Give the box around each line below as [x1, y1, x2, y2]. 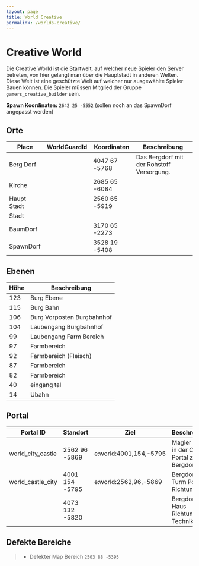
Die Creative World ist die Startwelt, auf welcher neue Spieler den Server [6, 65, 184, 72]
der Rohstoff [136, 161, 171, 169]
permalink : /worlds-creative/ [6, 20, 81, 26]
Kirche [9, 181, 28, 190]
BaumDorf [9, 225, 38, 234]
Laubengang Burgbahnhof [30, 322, 104, 331]
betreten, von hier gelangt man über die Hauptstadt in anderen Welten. [6, 71, 179, 78]
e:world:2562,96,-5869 [94, 477, 162, 486]
